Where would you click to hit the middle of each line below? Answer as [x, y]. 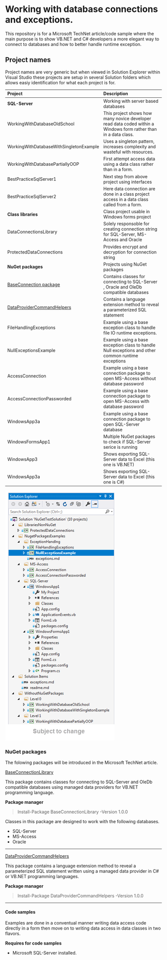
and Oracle [131, 240]
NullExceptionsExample [31, 350]
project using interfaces [128, 182]
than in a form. [118, 169]
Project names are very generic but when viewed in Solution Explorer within [83, 72]
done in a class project [127, 194]
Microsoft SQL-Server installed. [44, 953]
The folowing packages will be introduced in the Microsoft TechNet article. [82, 763]
